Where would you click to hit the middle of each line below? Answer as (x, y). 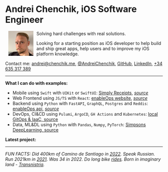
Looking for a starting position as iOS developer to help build (99, 43)
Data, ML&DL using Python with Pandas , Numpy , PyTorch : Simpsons (79, 124)
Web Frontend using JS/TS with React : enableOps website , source (80, 98)
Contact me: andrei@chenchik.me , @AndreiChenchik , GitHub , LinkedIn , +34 (84, 63)
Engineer (24, 20)
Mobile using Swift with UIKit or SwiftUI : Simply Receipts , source (80, 93)
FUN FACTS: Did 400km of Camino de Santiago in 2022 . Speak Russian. (80, 154)
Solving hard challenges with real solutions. (81, 33)
